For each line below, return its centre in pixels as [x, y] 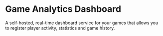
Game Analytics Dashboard [63, 9]
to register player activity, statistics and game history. [60, 28]
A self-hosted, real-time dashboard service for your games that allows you [82, 23]
